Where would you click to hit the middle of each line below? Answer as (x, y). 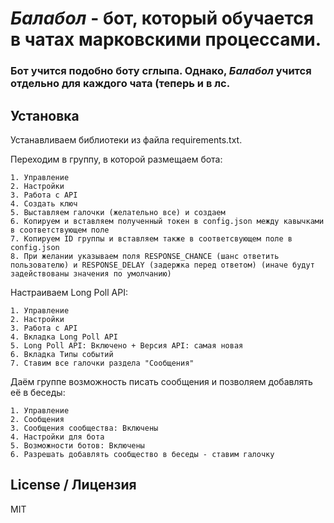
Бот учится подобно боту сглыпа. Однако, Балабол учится (161, 71)
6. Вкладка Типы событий (62, 354)
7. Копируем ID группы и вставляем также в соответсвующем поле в (151, 238)
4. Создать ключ (44, 203)
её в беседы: (38, 392)
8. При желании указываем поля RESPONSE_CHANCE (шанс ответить (145, 256)
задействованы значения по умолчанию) (91, 273)
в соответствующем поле (60, 230)
